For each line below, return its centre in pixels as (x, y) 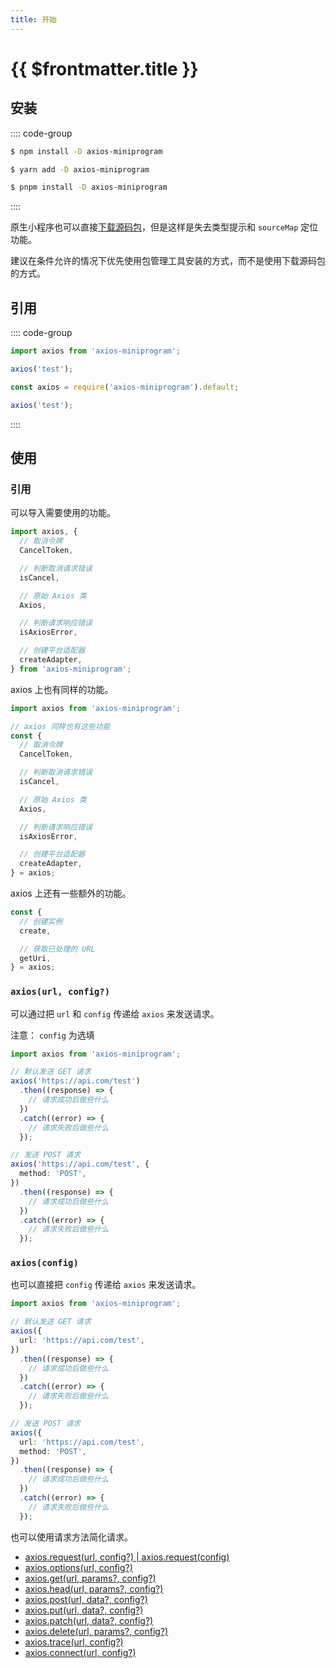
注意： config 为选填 (52, 1035)
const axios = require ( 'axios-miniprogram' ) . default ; (125, 387)
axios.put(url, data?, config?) (84, 1610)
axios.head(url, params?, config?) (94, 1588)
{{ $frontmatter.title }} (104, 68)
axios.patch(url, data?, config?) (89, 1620)
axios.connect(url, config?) (80, 1652)
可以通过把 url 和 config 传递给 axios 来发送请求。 (115, 1013)
